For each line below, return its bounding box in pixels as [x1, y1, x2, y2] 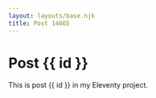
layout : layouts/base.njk [8, 11, 95, 20]
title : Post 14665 [8, 19, 70, 27]
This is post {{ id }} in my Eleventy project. [8, 80, 149, 90]
